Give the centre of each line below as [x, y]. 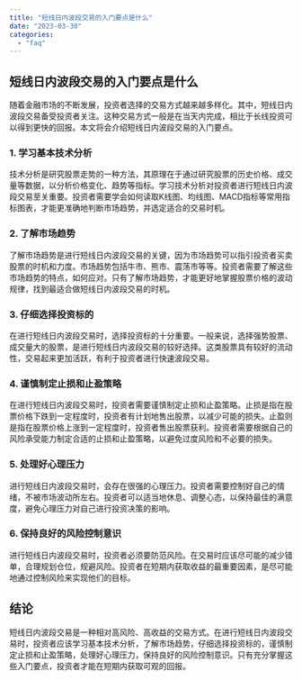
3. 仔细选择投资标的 [52, 314]
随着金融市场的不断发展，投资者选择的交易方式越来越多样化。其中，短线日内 [151, 105]
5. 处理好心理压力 [47, 465]
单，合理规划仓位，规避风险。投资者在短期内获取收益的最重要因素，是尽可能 [151, 566]
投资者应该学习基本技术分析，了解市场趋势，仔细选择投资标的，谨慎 [159, 643]
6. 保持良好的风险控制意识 [65, 534]
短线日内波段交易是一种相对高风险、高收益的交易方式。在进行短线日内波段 [147, 632]
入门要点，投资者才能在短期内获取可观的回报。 [103, 666]
